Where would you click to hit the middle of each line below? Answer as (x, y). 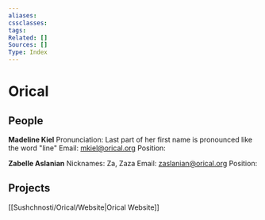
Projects (29, 188)
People (26, 121)
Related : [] (28, 38)
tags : (17, 30)
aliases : (23, 15)
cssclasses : (28, 23)
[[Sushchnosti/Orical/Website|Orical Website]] (84, 207)
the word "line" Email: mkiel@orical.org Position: (87, 148)
